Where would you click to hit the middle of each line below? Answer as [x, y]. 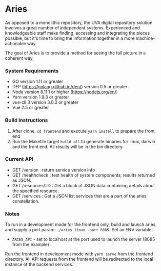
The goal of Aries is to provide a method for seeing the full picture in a [76, 53]
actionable [16, 43]
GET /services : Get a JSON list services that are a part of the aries [79, 196]
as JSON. [22, 180]
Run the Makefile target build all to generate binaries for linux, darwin [83, 141]
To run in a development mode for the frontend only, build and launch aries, [81, 224]
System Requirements [32, 71]
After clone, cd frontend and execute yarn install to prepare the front [83, 131]
